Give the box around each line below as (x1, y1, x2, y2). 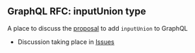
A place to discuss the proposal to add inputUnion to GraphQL (7, 24, 189, 32)
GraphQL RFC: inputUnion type (7, 6, 146, 17)
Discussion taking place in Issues (17, 38, 115, 46)
